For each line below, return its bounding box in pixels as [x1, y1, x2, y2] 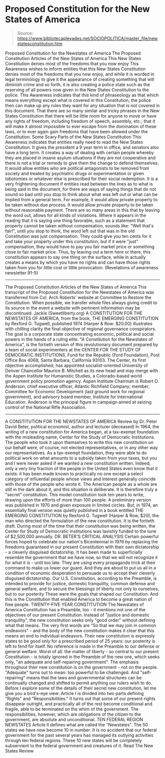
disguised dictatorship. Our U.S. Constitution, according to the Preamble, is [5, 575, 157, 581]
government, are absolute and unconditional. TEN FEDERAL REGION [5, 716, 143, 722]
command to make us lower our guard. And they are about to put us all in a [5, 565, 156, 570]
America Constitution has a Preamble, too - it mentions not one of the [5, 606, 146, 612]
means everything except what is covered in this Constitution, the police [5, 97, 151, 103]
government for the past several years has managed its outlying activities [5, 732, 154, 738]
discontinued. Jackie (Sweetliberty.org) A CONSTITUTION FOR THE [5, 310, 142, 316]
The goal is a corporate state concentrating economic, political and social [5, 331, 154, 337]
